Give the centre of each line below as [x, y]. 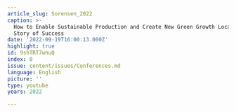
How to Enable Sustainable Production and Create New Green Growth [114, 27]
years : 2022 [25, 92]
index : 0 [20, 59]
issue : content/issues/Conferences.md [64, 66]
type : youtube [28, 85]
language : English [34, 72]
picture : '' [25, 79]
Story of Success [39, 33]
